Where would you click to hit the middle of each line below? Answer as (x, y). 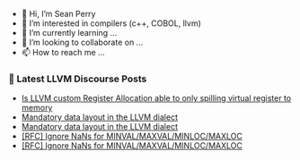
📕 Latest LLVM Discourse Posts (78, 79)
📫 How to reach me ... (63, 52)
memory (37, 108)
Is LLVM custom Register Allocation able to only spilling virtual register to (156, 98)
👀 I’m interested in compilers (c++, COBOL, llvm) (111, 23)
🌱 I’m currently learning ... (69, 33)
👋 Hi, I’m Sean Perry (58, 14)
